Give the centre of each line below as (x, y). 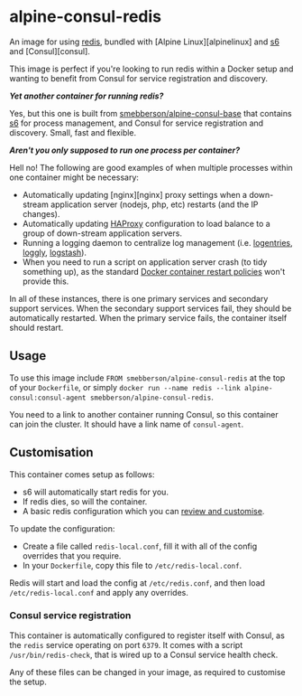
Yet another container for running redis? (87, 96)
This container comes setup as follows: (82, 474)
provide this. (46, 281)
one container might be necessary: (74, 177)
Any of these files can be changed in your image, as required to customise (147, 672)
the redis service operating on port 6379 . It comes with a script (126, 644)
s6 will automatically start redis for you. (96, 492)
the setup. (28, 682)
